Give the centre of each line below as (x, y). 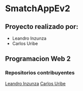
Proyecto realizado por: (42, 27)
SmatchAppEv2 (38, 9)
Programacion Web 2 (38, 59)
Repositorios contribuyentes (40, 73)
